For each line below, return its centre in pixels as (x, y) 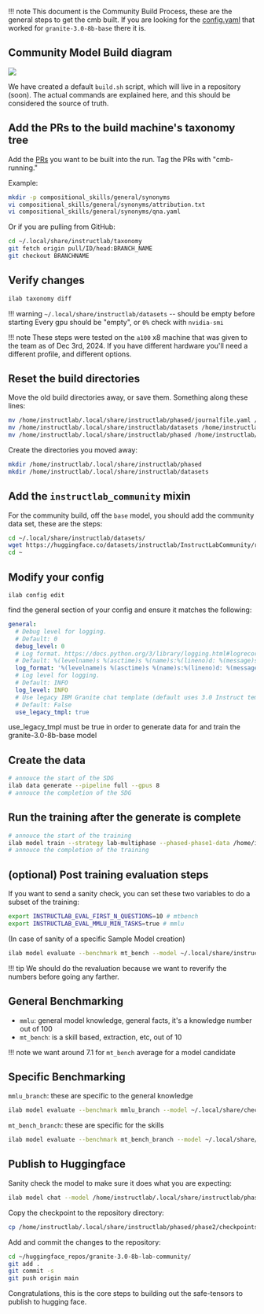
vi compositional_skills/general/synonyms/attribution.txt (107, 205)
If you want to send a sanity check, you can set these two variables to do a (129, 894)
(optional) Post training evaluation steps (108, 875)
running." (23, 168)
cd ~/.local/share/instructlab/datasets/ (77, 538)
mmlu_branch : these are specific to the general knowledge (101, 1096)
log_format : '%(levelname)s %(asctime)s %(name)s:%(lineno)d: (119, 668)
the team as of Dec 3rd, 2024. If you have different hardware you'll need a (128, 345)
